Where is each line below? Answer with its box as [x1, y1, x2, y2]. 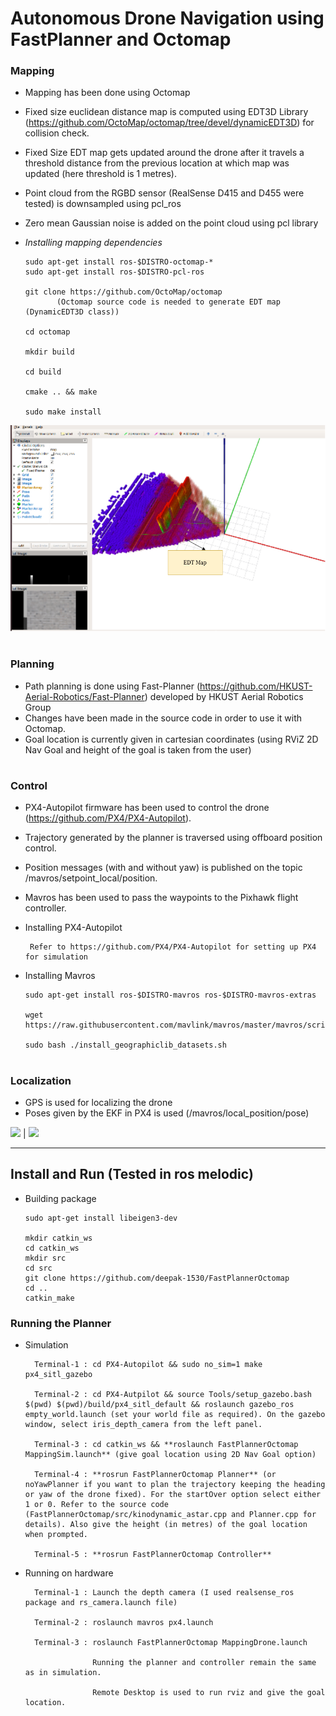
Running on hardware [24, 1567, 114, 1579]
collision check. [24, 127, 90, 139]
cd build [24, 367, 62, 377]
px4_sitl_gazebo [24, 1370, 93, 1380]
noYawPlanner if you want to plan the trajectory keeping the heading [24, 1480, 326, 1490]
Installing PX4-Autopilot [24, 922, 123, 934]
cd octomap [24, 327, 71, 337]
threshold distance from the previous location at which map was [24, 157, 290, 169]
